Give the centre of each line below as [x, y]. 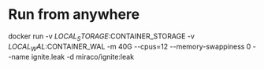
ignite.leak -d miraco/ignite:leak [83, 56]
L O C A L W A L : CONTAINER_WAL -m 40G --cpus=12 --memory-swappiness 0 [130, 47]
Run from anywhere [74, 15]
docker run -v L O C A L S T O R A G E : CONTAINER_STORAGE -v [102, 37]
